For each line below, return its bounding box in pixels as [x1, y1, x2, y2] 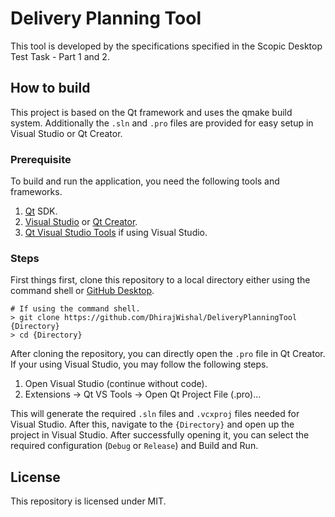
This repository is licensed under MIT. [10, 495, 167, 507]
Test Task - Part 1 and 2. [10, 50, 110, 62]
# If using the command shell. [10, 304, 141, 314]
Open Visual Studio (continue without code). [24, 378, 208, 390]
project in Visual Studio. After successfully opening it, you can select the [10, 429, 310, 441]
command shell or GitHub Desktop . [10, 285, 155, 297]
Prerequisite [10, 152, 72, 166]
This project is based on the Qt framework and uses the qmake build [10, 106, 293, 118]
